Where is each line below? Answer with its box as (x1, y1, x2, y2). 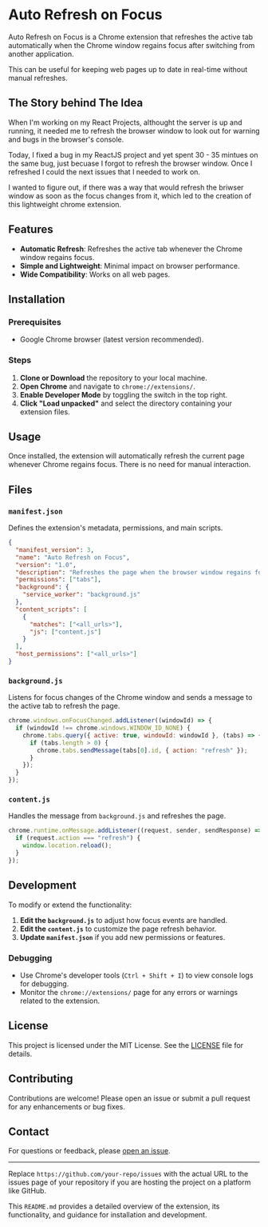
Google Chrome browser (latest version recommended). (19, 334, 204, 345)
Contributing (8, 1072, 73, 1085)
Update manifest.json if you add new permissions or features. (19, 932, 226, 941)
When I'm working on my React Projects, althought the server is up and (8, 118, 242, 127)
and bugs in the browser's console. (8, 134, 124, 144)
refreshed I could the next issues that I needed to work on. (8, 166, 201, 177)
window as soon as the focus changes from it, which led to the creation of (8, 190, 252, 201)
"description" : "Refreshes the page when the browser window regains (15, 568, 251, 577)
